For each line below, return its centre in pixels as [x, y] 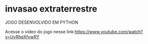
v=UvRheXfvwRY [22, 37]
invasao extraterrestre [51, 9]
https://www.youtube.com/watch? [109, 31]
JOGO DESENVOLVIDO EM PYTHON [42, 22]
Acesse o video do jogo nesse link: [40, 31]
